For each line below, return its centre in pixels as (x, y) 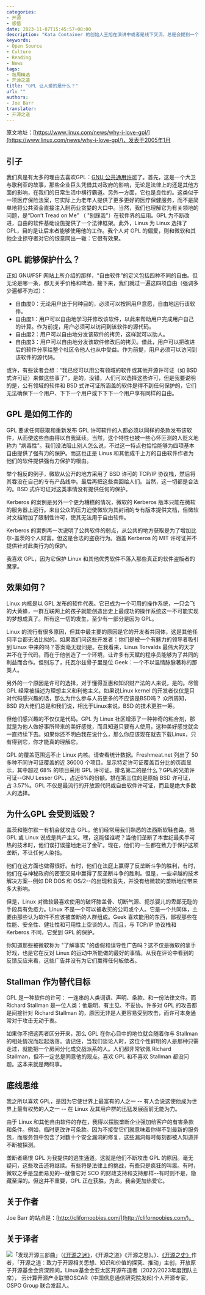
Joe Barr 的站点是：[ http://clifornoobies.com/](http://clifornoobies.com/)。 (100, 1217)
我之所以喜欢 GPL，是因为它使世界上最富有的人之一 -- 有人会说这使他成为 (99, 1101)
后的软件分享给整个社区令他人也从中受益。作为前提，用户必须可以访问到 (106, 350)
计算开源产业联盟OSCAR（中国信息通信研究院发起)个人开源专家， (109, 1278)
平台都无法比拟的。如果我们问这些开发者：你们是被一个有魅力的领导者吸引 (105, 639)
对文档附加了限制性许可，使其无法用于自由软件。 (68, 517)
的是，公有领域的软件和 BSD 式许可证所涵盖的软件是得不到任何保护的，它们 (102, 385)
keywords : (19, 40)
